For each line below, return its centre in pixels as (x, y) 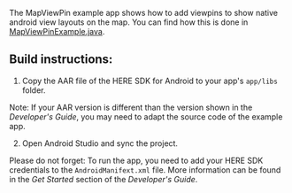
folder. (34, 90)
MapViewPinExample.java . (57, 31)
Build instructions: (61, 60)
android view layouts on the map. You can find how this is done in (129, 22)
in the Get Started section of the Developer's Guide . (104, 179)
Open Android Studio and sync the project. (100, 143)
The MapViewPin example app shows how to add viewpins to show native (144, 13)
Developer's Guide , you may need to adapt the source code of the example (146, 116)
